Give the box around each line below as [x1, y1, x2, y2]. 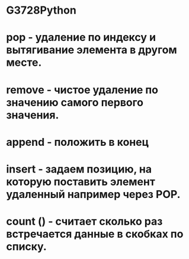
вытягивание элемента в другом [6, 43, 177, 57]
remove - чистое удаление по [6, 83, 159, 97]
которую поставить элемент [6, 175, 155, 188]
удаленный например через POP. [6, 187, 181, 201]
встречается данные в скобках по [6, 228, 184, 241]
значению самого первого [6, 95, 144, 109]
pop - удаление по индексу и [6, 31, 156, 44]
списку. [6, 240, 47, 254]
